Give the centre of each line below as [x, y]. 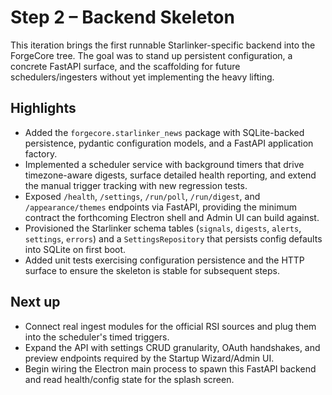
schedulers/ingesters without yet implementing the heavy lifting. [142, 77]
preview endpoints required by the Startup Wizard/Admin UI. [149, 358]
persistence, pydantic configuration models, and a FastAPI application [169, 143]
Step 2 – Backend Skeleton [122, 17]
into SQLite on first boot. [75, 249]
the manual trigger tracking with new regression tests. [136, 185]
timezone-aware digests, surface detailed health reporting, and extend [170, 175]
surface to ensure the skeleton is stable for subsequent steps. [152, 270]
